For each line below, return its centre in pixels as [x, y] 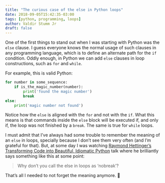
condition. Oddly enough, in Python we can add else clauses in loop [75, 58]
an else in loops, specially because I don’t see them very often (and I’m [78, 140]
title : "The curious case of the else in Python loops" [64, 10]
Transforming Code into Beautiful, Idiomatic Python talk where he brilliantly [82, 151]
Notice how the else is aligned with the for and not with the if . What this [80, 115]
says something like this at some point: [45, 156]
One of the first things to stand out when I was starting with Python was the [82, 42]
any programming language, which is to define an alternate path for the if [81, 53]
